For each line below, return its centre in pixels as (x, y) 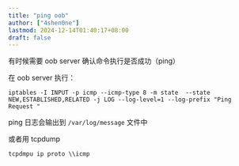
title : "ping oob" (38, 15)
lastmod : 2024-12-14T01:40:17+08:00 (68, 30)
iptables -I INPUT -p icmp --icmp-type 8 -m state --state (110, 93)
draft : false (30, 38)
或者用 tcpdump (34, 139)
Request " (25, 107)
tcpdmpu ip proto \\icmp (49, 154)
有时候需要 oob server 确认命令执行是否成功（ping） (94, 61)
